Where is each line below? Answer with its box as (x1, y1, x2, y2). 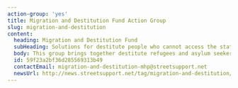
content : (7, 30, 33, 38)
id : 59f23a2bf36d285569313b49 (13, 57, 103, 64)
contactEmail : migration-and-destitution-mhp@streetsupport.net (13, 63, 208, 70)
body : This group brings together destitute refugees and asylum (13, 50, 211, 57)
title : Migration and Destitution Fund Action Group (7, 17, 166, 24)
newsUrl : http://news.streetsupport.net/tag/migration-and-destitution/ (13, 70, 233, 77)
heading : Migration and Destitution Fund (13, 37, 138, 44)
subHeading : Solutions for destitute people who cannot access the (13, 43, 217, 50)
